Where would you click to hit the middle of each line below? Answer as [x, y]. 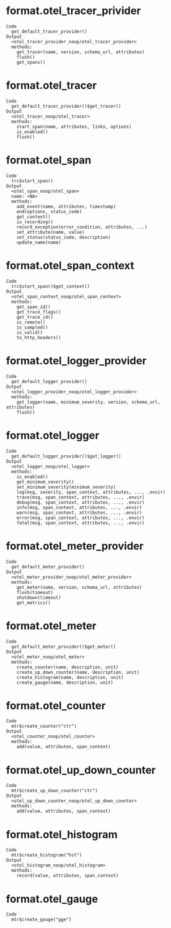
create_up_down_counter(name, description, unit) [78, 672]
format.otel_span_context [70, 265]
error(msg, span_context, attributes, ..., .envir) [81, 518]
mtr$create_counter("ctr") [44, 726]
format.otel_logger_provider [76, 361]
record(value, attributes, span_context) [67, 876]
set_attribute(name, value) [50, 232]
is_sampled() [32, 327]
